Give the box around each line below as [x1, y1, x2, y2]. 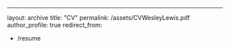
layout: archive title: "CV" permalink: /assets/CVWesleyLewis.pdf [7, 14, 190, 21]
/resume [16, 34, 41, 42]
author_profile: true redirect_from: [7, 21, 103, 29]
